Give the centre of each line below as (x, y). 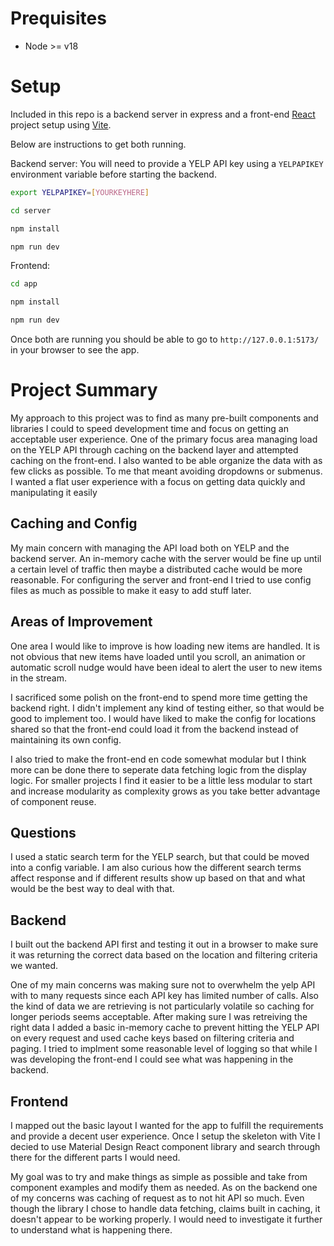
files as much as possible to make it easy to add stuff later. (131, 590)
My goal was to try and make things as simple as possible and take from (159, 1176)
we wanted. (34, 966)
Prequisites (58, 18)
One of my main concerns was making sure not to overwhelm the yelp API (163, 985)
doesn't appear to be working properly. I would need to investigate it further (166, 1219)
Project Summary (84, 390)
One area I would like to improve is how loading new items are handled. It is (165, 646)
